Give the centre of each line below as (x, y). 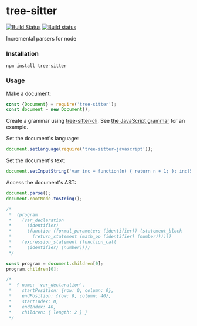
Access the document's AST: (41, 183)
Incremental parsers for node (41, 38)
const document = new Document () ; (48, 110)
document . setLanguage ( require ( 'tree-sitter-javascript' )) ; (80, 149)
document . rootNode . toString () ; (44, 199)
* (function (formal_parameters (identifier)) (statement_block (95, 231)
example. (17, 127)
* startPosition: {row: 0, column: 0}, (61, 291)
